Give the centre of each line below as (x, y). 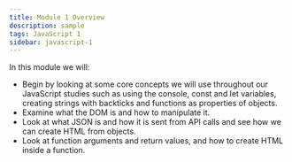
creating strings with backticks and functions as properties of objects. (150, 104)
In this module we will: (50, 67)
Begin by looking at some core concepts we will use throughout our (145, 84)
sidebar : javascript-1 (51, 42)
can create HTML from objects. (79, 131)
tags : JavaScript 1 (45, 34)
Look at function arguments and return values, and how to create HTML (153, 141)
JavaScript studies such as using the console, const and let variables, (149, 94)
